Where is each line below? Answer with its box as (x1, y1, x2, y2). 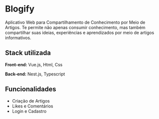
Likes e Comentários (12, 103, 53, 109)
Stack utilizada (5, 49, 51, 57)
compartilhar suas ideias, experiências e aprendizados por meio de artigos (5, 30, 154, 35)
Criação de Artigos (12, 98, 50, 104)
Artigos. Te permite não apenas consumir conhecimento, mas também (5, 24, 145, 30)
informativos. (5, 35, 32, 41)
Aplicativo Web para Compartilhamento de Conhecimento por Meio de (5, 19, 145, 25)
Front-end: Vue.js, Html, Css (5, 61, 63, 67)
